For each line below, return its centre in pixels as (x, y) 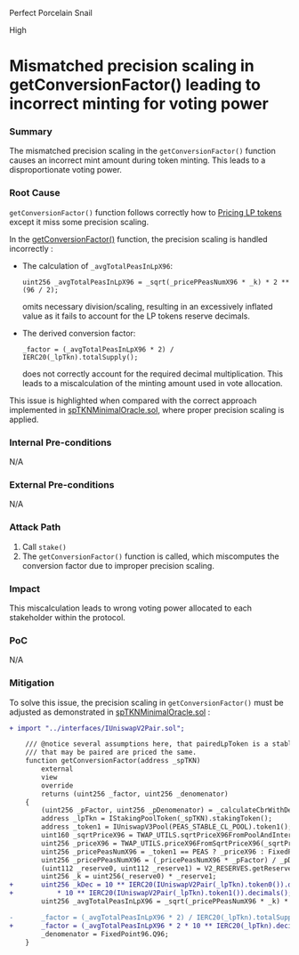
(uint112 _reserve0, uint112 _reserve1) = (121, 868)
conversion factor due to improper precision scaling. (118, 565)
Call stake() (44, 546)
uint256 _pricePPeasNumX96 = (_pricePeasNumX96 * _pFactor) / (159, 860)
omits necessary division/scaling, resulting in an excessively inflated (147, 306)
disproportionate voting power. (66, 170)
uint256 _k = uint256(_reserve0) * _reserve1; (129, 877)
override (57, 785)
